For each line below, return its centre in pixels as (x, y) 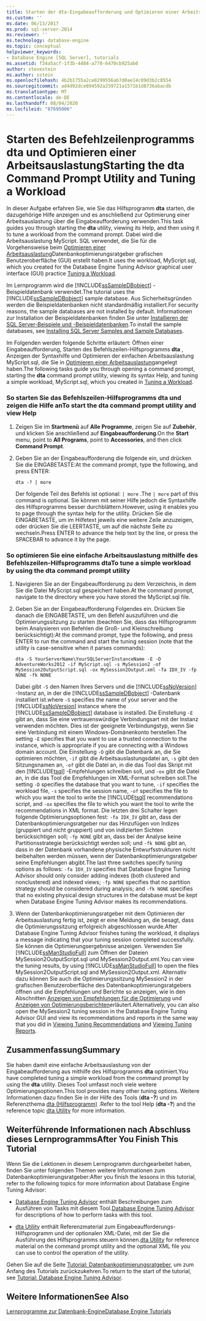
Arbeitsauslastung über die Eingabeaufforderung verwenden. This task (95, 221)
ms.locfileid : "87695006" (39, 109)
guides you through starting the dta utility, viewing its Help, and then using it (103, 228)
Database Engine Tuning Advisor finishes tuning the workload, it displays (107, 933)
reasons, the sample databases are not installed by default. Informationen (99, 312)
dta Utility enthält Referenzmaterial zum (65, 1227)
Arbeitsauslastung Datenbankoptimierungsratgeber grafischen (85, 254)
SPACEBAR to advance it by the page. (63, 539)
